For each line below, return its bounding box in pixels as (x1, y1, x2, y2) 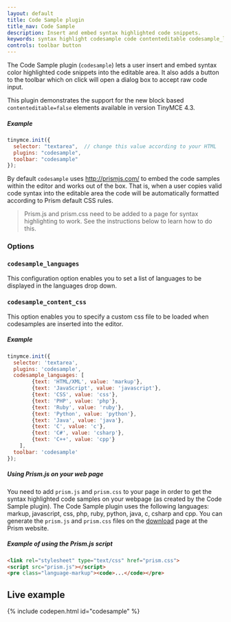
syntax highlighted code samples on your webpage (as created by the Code (7, 495, 222, 503)
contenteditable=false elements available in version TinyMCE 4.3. (7, 104, 195, 111)
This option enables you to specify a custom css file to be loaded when (7, 312, 209, 321)
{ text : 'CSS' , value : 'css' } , (32, 392, 118, 398)
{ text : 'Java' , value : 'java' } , (32, 417, 125, 424)
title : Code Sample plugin (7, 17, 85, 23)
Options (7, 242, 34, 251)
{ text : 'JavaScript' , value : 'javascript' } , (32, 385, 162, 392)
